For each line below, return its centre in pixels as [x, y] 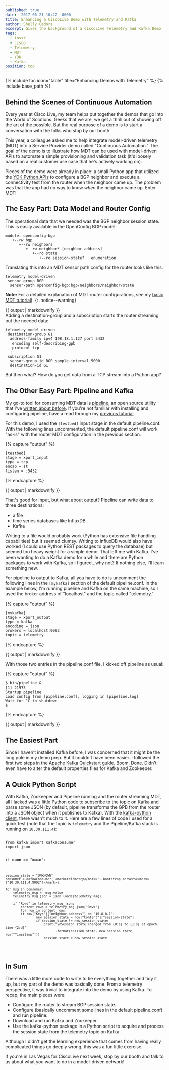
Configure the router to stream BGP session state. [64, 1004]
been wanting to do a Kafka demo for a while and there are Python [74, 557]
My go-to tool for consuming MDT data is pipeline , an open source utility [81, 403]
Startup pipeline [23, 692]
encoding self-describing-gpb [44, 343]
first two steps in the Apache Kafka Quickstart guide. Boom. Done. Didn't [81, 763]
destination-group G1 [30, 334]
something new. [22, 568]
